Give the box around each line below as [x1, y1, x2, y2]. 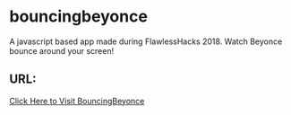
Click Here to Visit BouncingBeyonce [9, 95, 145, 106]
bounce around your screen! [9, 45, 115, 56]
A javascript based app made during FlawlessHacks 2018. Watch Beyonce [9, 36, 283, 47]
